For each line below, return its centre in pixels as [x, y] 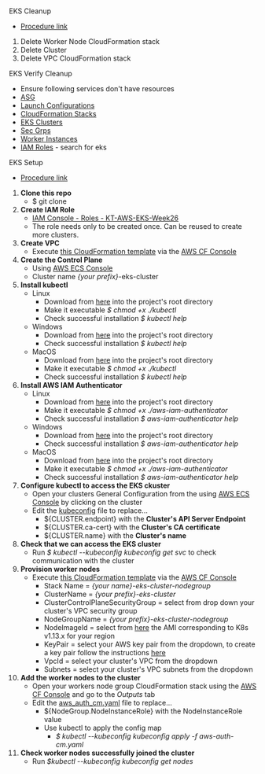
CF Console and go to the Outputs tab [94, 695]
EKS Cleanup [30, 11]
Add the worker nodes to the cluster [80, 678]
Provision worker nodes [60, 569]
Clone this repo [46, 193]
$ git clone [50, 201]
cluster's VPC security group [90, 611]
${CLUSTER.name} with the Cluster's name [115, 536]
